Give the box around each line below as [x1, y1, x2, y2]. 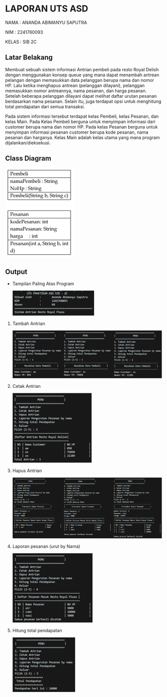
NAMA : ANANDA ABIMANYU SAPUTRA [5, 19, 87, 25]
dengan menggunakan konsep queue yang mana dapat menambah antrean [5, 72, 160, 78]
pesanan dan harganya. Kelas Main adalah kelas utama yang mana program [5, 134, 160, 140]
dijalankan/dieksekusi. [5, 140, 51, 146]
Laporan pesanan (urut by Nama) [12, 543, 81, 549]
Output [5, 267, 27, 276]
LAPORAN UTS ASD [5, 3, 88, 14]
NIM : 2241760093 [5, 29, 43, 35]
